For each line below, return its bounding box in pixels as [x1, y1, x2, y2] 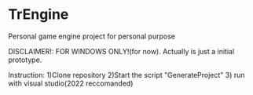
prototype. [8, 55, 42, 64]
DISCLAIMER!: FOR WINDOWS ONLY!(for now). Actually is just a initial [8, 46, 235, 56]
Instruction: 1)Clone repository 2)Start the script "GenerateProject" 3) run [8, 70, 245, 79]
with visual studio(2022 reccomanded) [8, 79, 134, 88]
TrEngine [8, 5, 69, 24]
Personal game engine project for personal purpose [8, 31, 175, 41]
